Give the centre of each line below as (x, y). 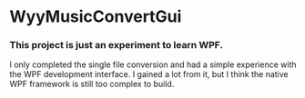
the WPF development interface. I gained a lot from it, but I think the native (149, 74)
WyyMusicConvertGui (96, 17)
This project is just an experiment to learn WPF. (116, 45)
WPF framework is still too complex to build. (92, 84)
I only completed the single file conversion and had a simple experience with (153, 64)
